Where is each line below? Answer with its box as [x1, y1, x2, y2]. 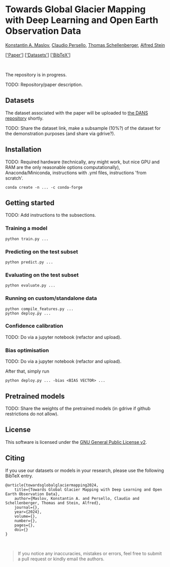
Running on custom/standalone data [5, 295, 97, 302]
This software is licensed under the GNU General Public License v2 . [5, 439, 147, 445]
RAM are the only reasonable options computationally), [5, 164, 120, 170]
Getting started [5, 199, 55, 207]
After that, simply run [5, 368, 50, 375]
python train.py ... [5, 236, 49, 241]
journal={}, [14, 505, 40, 510]
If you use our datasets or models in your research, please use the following [5, 467, 164, 473]
